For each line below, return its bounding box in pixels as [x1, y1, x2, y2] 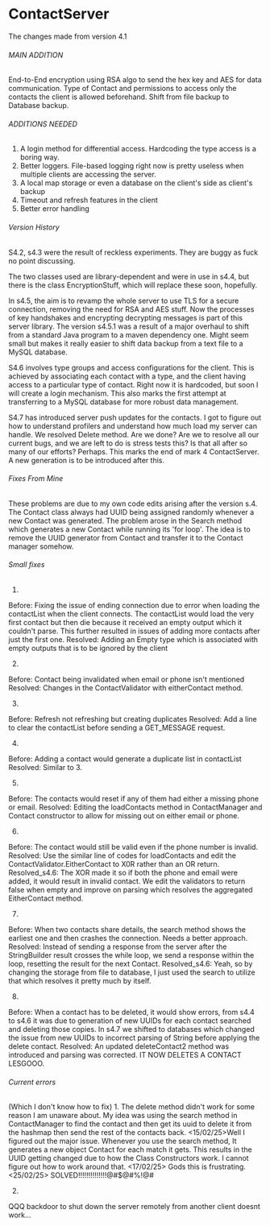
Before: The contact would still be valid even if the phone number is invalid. [8, 842, 259, 851]
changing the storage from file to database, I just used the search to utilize [8, 967, 255, 977]
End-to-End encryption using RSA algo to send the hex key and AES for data [8, 75, 262, 85]
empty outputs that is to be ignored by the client [8, 643, 168, 652]
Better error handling [19, 204, 90, 213]
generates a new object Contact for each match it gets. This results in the [8, 1145, 252, 1154]
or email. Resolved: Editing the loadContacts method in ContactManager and [8, 802, 263, 812]
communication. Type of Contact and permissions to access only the [8, 84, 237, 93]
